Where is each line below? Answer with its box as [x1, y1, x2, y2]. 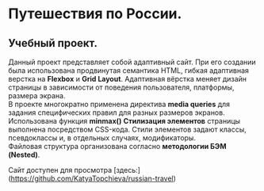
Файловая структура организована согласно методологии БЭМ [8, 142, 227, 151]
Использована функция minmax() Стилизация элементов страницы [8, 117, 240, 125]
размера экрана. [8, 91, 66, 100]
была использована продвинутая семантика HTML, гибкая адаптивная [8, 66, 250, 75]
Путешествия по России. [8, 5, 182, 23]
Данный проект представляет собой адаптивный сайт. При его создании [8, 57, 256, 67]
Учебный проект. [8, 36, 98, 50]
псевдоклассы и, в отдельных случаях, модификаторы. [8, 133, 197, 143]
